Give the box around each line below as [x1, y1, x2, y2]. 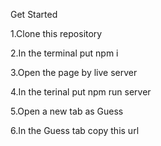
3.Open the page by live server [10, 67, 138, 78]
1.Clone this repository [10, 28, 103, 39]
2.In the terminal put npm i [10, 47, 119, 59]
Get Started [10, 9, 58, 20]
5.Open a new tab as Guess [10, 105, 124, 117]
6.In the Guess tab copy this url [10, 125, 140, 136]
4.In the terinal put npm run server [10, 86, 152, 98]
